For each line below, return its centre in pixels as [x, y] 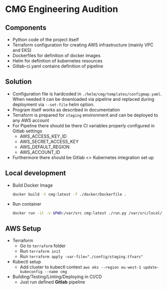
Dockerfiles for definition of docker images [56, 55]
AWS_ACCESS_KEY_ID [43, 136]
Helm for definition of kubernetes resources [57, 61]
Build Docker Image [33, 185]
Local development [36, 173]
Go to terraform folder [43, 246]
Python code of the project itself [45, 39]
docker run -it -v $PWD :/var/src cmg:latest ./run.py [69, 213]
